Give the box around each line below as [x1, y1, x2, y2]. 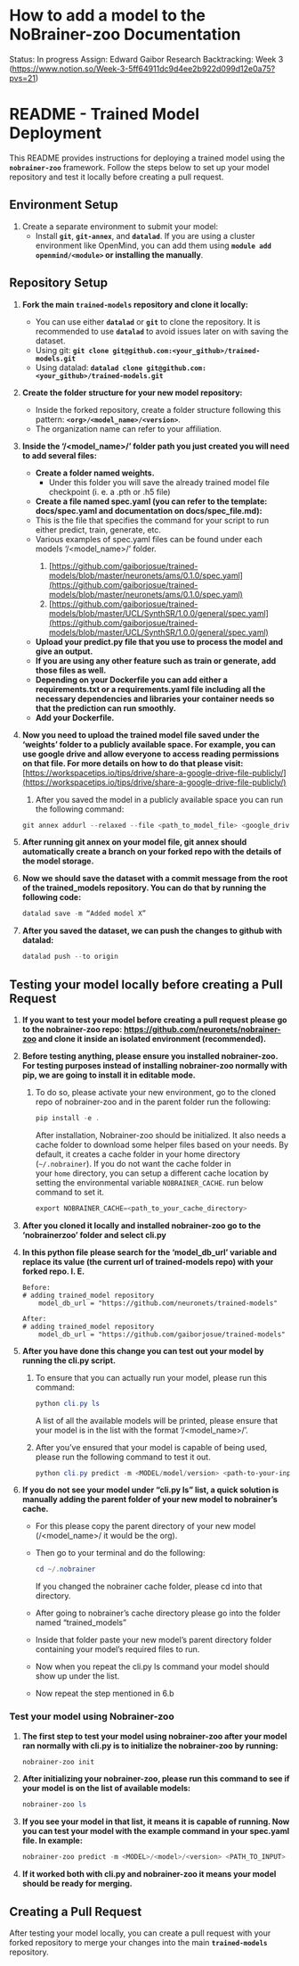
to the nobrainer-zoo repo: [21, 1023, 123, 1035]
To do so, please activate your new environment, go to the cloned [35, 1086, 277, 1097]
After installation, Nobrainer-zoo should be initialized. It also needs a [35, 1129, 287, 1140]
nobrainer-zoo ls [21, 1800, 87, 1809]
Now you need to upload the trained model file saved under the [21, 729, 260, 740]
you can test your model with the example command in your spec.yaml [21, 1826, 290, 1837]
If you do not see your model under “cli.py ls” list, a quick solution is [21, 1484, 279, 1495]
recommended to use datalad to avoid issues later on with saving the [35, 326, 289, 336]
